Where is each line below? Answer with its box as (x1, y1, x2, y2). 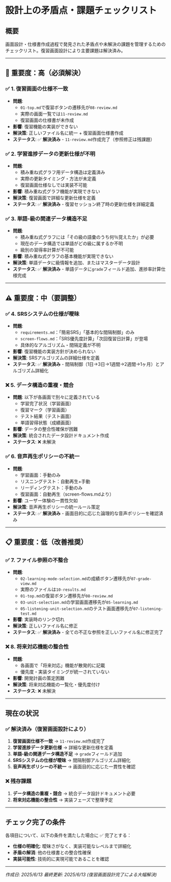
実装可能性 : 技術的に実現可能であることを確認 (12, 856, 109, 862)
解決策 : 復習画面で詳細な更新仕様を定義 (12, 195, 96, 201)
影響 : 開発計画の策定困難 (12, 675, 65, 681)
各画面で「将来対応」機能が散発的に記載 (20, 662, 105, 668)
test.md (20, 611, 37, 616)
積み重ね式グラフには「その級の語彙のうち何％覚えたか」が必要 (20, 234, 154, 240)
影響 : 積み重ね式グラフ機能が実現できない (12, 188, 100, 194)
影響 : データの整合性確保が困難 (12, 426, 78, 432)
